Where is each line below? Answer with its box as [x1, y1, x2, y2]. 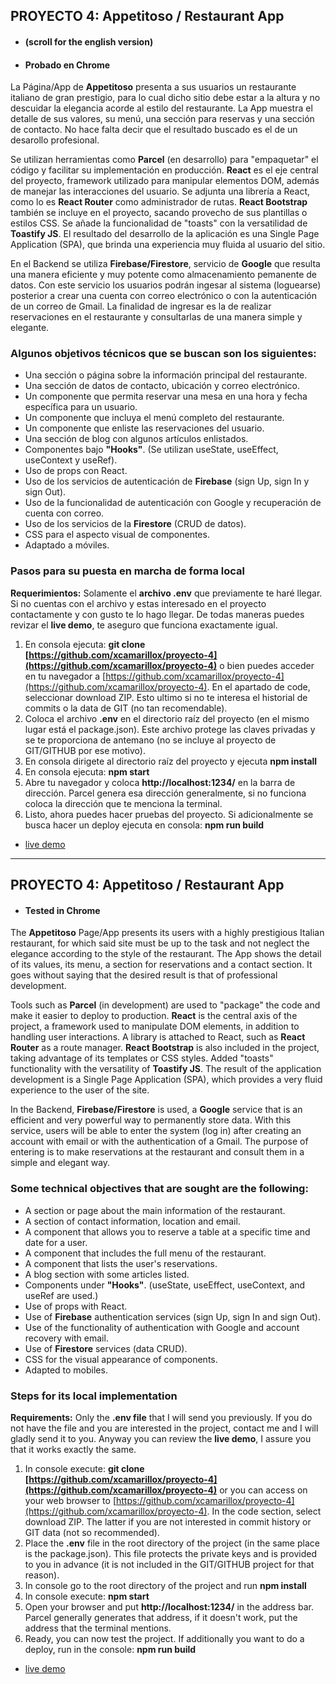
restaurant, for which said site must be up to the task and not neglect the [10, 937, 310, 949]
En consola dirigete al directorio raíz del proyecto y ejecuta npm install [24, 755, 318, 767]
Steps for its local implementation [10, 1389, 178, 1403]
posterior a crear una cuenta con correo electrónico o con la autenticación [10, 290, 317, 302]
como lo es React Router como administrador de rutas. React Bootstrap [10, 196, 308, 208]
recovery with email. [24, 1332, 109, 1344]
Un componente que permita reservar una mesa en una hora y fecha [24, 390, 308, 403]
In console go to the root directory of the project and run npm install [24, 1579, 307, 1591]
